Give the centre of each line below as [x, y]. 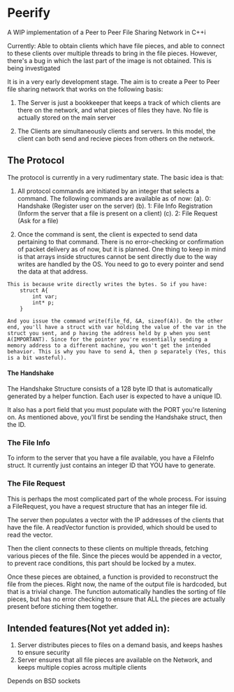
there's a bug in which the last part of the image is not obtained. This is [109, 60]
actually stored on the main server [67, 118]
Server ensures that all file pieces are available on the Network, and [115, 660]
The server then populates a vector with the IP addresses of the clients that [116, 520]
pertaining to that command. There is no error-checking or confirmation [120, 241]
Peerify [29, 13]
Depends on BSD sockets [44, 681]
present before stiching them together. [63, 606]
